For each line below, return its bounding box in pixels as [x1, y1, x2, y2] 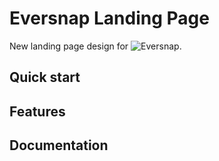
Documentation [9, 137, 109, 154]
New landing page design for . [9, 40, 182, 52]
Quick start [9, 69, 81, 86]
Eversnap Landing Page [9, 7, 210, 30]
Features [9, 103, 66, 120]
